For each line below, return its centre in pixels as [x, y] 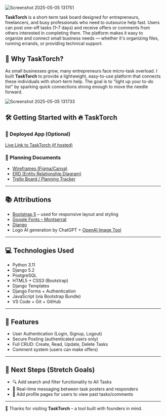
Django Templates [31, 286]
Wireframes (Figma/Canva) [40, 168]
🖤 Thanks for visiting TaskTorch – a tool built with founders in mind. [74, 409]
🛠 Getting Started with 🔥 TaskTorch [61, 118]
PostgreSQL [24, 275]
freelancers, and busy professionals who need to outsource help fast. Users [82, 22]
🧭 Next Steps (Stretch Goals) [50, 370]
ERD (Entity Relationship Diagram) [47, 173]
